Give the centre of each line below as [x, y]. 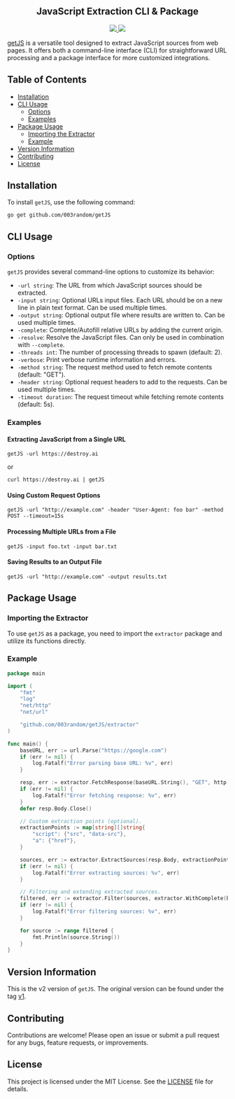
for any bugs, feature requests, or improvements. [78, 1042]
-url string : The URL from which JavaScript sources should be [110, 286]
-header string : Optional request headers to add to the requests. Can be [122, 382]
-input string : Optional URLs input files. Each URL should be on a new [120, 300]
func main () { [28, 744]
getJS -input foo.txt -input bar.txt [62, 546]
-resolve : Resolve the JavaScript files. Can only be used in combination [121, 337]
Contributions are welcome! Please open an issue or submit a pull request [114, 1035]
